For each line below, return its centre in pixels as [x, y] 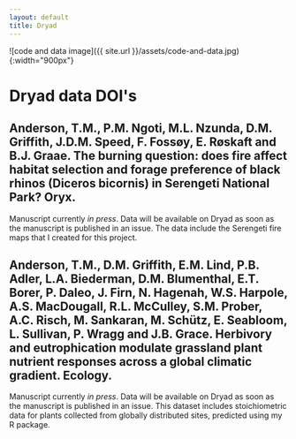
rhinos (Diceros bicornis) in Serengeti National [140, 183]
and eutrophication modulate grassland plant [136, 348]
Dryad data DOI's [73, 96]
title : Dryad [33, 26]
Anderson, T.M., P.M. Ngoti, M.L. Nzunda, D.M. [140, 129]
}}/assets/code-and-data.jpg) [186, 50]
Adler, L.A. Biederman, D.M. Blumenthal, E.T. [134, 279]
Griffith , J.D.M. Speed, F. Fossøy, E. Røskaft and [143, 142]
